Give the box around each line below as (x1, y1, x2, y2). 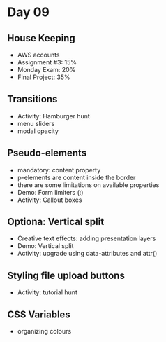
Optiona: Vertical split (7, 216, 105, 228)
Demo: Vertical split (17, 242, 74, 250)
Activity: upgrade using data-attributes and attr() (17, 249, 158, 258)
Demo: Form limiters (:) (17, 188, 84, 196)
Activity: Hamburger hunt (17, 111, 91, 120)
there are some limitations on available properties (17, 180, 160, 189)
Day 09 (7, 4, 50, 20)
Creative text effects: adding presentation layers (17, 234, 156, 242)
